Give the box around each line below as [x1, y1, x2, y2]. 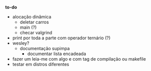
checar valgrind [19, 30, 52, 35]
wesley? [12, 40, 29, 46]
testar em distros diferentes [12, 62, 69, 67]
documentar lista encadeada [27, 51, 86, 57]
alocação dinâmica [12, 14, 51, 19]
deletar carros [19, 19, 49, 25]
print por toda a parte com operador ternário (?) [12, 35, 111, 41]
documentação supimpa [19, 46, 70, 51]
